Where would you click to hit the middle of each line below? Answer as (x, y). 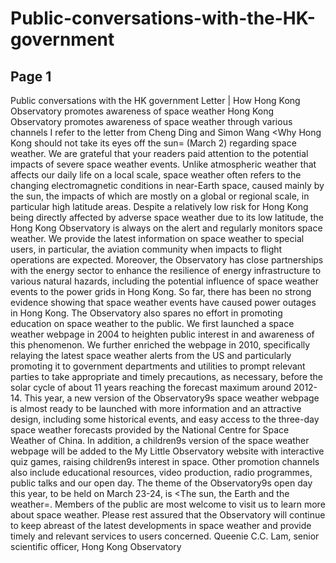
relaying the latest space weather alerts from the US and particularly (151, 355)
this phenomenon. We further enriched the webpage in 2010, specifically (160, 345)
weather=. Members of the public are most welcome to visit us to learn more (168, 504)
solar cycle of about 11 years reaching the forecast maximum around (151, 387)
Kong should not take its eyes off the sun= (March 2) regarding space (153, 143)
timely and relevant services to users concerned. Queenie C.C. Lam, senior (165, 536)
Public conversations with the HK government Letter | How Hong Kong (155, 100)
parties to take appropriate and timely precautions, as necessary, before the (167, 376)
